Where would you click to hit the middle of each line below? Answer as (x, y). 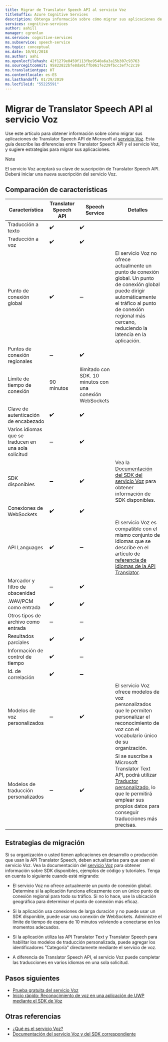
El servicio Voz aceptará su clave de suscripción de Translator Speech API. (82, 168)
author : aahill (21, 28)
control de (20, 657)
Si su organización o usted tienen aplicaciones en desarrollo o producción (81, 855)
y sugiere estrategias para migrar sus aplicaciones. (58, 149)
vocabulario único (136, 736)
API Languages (25, 548)
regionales (20, 361)
